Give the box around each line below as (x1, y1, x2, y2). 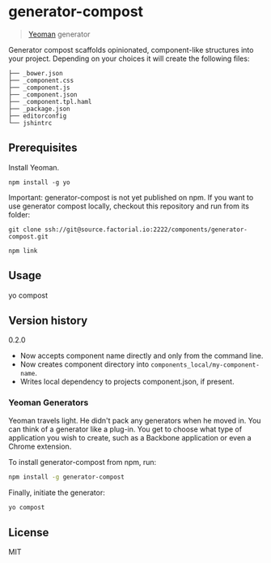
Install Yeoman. (8, 162, 60, 172)
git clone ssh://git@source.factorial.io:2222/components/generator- (8, 226, 248, 234)
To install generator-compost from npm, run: (8, 457, 157, 466)
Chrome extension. (8, 441, 72, 451)
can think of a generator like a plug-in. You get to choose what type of (8, 424, 243, 434)
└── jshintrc (8, 118, 53, 127)
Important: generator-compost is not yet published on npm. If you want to (8, 192, 254, 202)
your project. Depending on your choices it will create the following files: (8, 54, 250, 63)
